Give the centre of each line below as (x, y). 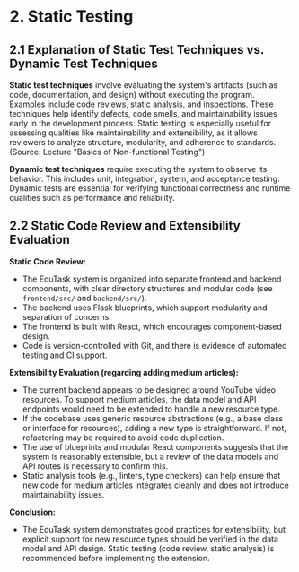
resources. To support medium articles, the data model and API (139, 399)
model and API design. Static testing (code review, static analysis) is (148, 548)
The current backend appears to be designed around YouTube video (149, 390)
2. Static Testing (71, 17)
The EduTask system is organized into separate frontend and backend (152, 279)
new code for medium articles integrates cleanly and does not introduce (155, 485)
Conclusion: (33, 512)
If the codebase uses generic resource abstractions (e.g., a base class (153, 418)
